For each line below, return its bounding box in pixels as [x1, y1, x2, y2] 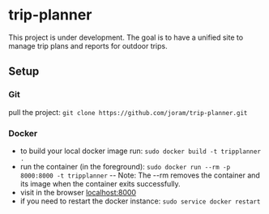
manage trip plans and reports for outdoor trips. [8, 41, 168, 50]
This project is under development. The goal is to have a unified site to [8, 32, 244, 42]
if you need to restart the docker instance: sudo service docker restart [19, 196, 261, 206]
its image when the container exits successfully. [19, 178, 181, 188]
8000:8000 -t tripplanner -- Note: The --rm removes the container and [19, 170, 261, 180]
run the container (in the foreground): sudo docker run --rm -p [19, 161, 231, 171]
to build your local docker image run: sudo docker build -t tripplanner [19, 146, 262, 156]
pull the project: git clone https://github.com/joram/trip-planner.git [8, 107, 248, 117]
